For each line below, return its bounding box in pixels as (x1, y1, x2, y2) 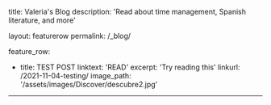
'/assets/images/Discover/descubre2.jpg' (19, 80, 158, 89)
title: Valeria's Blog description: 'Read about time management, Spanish (8, 7, 246, 16)
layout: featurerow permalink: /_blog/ (8, 31, 131, 40)
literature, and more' (8, 15, 77, 25)
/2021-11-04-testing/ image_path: (19, 71, 131, 80)
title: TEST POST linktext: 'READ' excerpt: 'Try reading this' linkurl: (19, 62, 240, 72)
